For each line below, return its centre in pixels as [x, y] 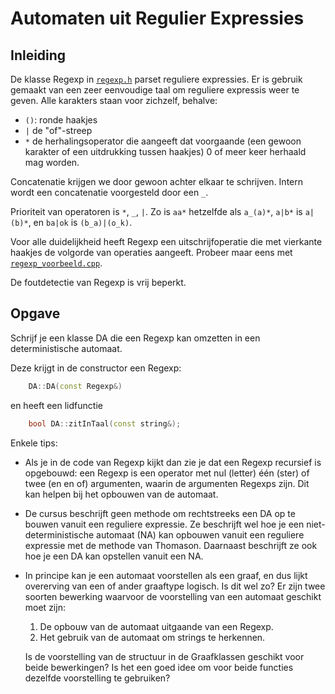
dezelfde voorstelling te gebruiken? [97, 678]
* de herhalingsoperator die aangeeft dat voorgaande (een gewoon [163, 141]
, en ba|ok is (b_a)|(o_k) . [80, 222]
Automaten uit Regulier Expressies [157, 18]
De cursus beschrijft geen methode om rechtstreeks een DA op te [160, 513]
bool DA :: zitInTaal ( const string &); [105, 423]
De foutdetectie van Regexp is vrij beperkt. [98, 282]
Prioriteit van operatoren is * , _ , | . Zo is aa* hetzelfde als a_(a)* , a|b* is [156, 211]
